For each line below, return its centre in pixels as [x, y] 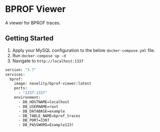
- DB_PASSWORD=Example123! [46, 125]
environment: [27, 97]
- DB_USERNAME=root [38, 107]
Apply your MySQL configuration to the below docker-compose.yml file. [84, 50]
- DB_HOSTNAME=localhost [44, 102]
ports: [21, 88]
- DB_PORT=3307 [34, 120]
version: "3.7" [21, 70]
